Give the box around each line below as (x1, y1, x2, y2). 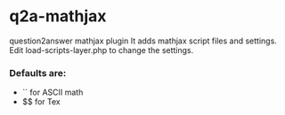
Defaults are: (9, 66, 67, 79)
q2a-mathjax (9, 6, 107, 27)
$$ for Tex (21, 96, 61, 107)
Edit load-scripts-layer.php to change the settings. (9, 44, 194, 55)
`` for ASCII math (21, 87, 84, 98)
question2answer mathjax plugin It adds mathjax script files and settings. (9, 35, 278, 46)
